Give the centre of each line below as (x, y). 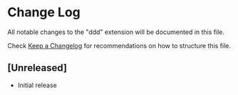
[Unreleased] (37, 68)
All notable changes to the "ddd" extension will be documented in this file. (116, 32)
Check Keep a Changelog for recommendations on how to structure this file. (119, 45)
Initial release (37, 85)
